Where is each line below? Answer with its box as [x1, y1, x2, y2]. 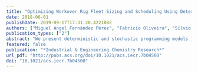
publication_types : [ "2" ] [6, 31, 70, 36]
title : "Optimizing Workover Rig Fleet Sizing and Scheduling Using [6, 8, 178, 15]
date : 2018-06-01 [6, 14, 49, 20]
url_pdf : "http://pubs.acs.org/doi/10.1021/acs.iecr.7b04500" [6, 52, 162, 58]
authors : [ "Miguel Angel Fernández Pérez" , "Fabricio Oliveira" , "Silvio [6, 25, 192, 31]
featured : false [6, 42, 46, 48]
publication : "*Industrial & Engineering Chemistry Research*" [6, 47, 165, 53]
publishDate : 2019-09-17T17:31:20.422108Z [6, 19, 112, 25]
